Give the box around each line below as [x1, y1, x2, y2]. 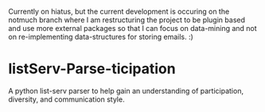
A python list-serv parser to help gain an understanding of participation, [8, 86, 244, 95]
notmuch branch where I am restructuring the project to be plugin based [8, 15, 245, 25]
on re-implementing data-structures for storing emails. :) [8, 32, 193, 41]
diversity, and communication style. [8, 95, 125, 104]
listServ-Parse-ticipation [8, 60, 177, 78]
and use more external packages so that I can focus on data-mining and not [8, 24, 257, 33]
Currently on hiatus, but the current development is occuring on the [8, 7, 230, 16]
